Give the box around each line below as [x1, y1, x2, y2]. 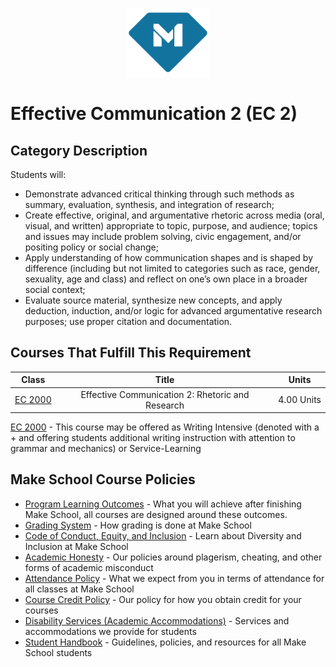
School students [24, 646, 93, 658]
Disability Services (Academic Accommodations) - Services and [24, 614, 290, 627]
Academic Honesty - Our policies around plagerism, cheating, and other [24, 551, 323, 563]
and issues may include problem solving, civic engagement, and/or [24, 231, 302, 242]
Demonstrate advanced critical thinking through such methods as [24, 188, 295, 200]
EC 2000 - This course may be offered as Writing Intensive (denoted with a [10, 421, 320, 433]
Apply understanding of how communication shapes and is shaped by [24, 252, 313, 263]
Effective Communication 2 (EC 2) [10, 103, 298, 125]
